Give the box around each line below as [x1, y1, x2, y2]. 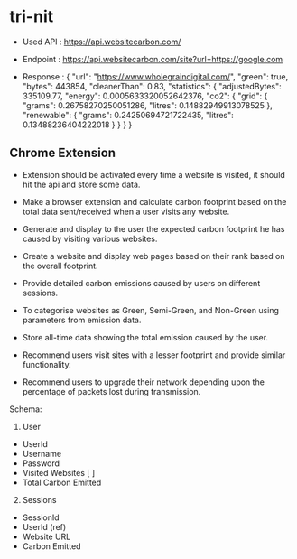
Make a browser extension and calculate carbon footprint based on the [22, 196, 287, 207]
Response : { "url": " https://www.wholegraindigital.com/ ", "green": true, [22, 70, 289, 82]
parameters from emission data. [22, 314, 142, 325]
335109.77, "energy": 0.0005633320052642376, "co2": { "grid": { [22, 90, 268, 101]
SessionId [22, 512, 60, 523]
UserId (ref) [22, 521, 67, 532]
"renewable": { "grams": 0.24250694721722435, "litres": [22, 109, 235, 120]
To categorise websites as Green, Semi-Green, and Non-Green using [22, 304, 280, 315]
